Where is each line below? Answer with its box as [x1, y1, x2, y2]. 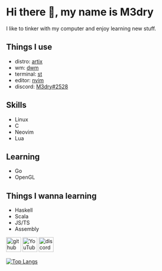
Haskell [14, 207, 33, 214]
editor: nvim [14, 76, 44, 83]
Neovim [14, 128, 34, 135]
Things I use [6, 42, 53, 52]
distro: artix [14, 57, 43, 64]
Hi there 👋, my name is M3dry [6, 5, 154, 19]
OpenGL [14, 174, 35, 181]
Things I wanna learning [6, 191, 97, 201]
